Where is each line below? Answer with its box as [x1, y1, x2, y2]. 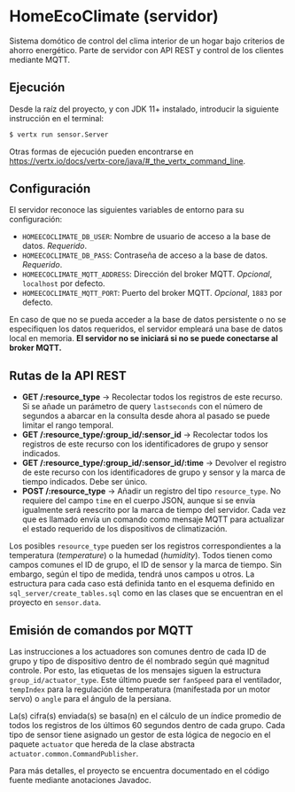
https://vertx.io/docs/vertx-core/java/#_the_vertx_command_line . [9, 155, 246, 166]
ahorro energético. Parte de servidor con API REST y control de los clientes [9, 44, 284, 55]
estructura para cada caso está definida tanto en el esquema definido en [9, 578, 276, 589]
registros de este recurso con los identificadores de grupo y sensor [21, 439, 268, 449]
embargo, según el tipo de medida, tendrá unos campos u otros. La [9, 569, 255, 579]
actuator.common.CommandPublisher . [9, 749, 139, 759]
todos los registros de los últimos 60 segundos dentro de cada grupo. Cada [9, 720, 285, 731]
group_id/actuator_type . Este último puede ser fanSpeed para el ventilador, [9, 675, 282, 686]
